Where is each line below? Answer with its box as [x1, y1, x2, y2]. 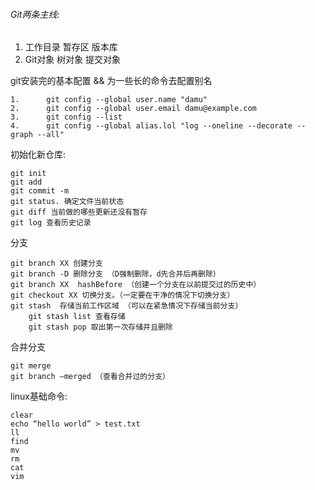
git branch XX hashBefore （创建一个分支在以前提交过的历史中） [10, 280, 262, 290]
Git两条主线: [10, 8, 60, 20]
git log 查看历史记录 [10, 218, 92, 228]
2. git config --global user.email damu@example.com [10, 104, 257, 114]
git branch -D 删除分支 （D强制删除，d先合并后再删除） [10, 269, 221, 279]
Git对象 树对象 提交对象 [24, 54, 122, 66]
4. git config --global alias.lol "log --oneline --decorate [10, 121, 293, 131]
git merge [10, 361, 52, 371]
